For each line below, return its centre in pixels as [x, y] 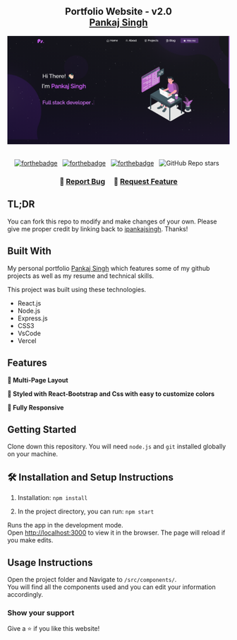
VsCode [29, 333]
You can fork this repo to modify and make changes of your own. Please [112, 221]
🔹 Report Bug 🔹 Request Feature [119, 182]
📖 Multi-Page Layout [38, 380]
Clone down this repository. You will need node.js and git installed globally [117, 447]
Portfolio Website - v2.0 [119, 12]
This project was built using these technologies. [77, 289]
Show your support [41, 612]
